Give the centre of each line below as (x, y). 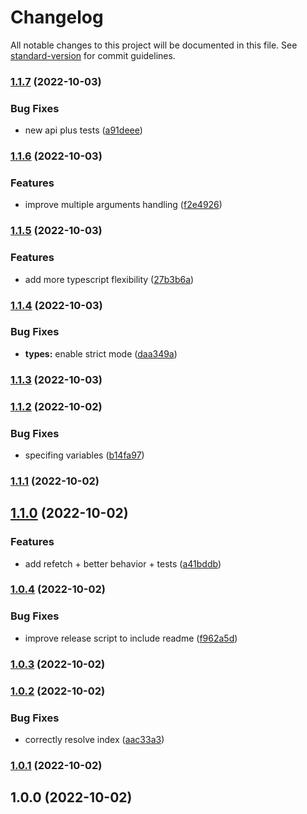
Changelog (57, 17)
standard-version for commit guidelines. (93, 55)
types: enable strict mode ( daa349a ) (101, 353)
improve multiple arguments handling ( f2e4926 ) (123, 205)
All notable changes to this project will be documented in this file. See (154, 45)
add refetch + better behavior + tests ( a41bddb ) (123, 563)
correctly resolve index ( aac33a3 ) (94, 739)
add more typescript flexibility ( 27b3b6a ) (109, 279)
